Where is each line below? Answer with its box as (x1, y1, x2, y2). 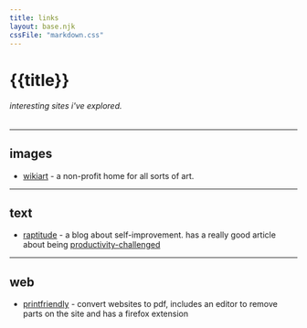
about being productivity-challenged (22, 239, 161, 250)
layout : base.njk (9, 22, 76, 31)
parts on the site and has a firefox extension (22, 308, 189, 320)
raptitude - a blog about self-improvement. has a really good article (22, 229, 277, 240)
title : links (9, 13, 59, 23)
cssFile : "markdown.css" (9, 30, 104, 39)
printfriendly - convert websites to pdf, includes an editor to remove (22, 299, 279, 310)
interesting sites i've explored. (9, 101, 122, 111)
